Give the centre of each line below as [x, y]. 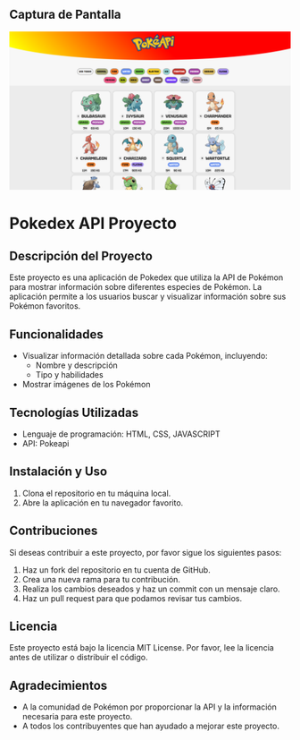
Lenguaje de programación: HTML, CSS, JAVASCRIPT [121, 434]
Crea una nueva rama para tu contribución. [101, 579]
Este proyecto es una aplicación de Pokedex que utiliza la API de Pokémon [146, 277]
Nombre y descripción [76, 365]
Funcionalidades [57, 334]
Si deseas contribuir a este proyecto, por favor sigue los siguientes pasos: [146, 552]
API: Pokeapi [46, 443]
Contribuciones [54, 531]
